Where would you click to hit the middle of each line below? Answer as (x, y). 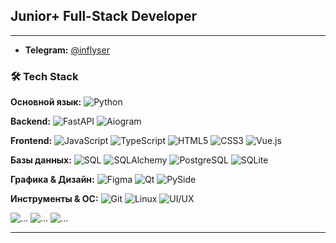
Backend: (30, 121)
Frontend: (31, 141)
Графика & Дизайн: (52, 180)
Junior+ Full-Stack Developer (104, 16)
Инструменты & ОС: (54, 199)
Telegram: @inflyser (67, 50)
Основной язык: (46, 102)
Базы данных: (41, 160)
